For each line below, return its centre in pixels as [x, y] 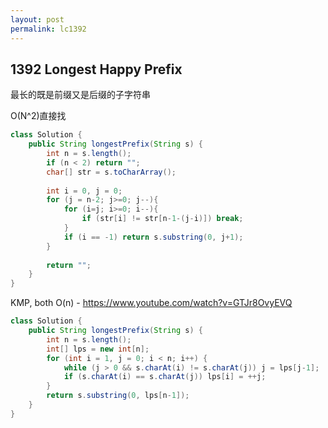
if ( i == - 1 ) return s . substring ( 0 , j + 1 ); [153, 237]
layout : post [37, 19]
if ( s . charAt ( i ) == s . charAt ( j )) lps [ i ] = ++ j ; [165, 377]
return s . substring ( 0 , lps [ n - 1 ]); [118, 396]
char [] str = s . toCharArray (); [111, 172]
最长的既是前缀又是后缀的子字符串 [80, 95]
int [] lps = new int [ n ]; [98, 349]
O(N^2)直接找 [38, 116]
